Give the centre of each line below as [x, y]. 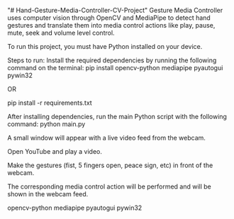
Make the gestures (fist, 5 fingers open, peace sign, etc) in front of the [110, 165]
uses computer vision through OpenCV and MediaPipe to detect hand [109, 18]
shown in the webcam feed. [48, 194]
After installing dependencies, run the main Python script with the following [117, 117]
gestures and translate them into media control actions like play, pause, [111, 25]
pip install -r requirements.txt [50, 103]
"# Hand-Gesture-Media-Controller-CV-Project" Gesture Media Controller [115, 10]
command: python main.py [46, 124]
